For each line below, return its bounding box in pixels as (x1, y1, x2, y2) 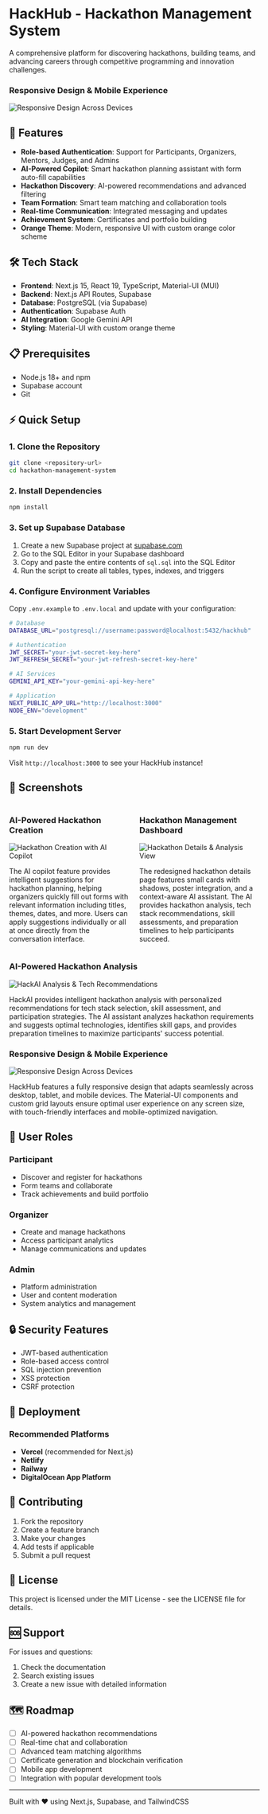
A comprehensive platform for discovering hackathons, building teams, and (9, 48, 256, 57)
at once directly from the (9, 926, 90, 935)
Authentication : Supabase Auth (20, 306, 126, 315)
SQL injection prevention (20, 1365, 102, 1375)
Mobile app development (20, 1765, 103, 1774)
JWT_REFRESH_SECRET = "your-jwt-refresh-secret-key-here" (9, 656, 198, 664)
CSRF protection (20, 1382, 75, 1391)
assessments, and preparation (139, 917, 239, 927)
